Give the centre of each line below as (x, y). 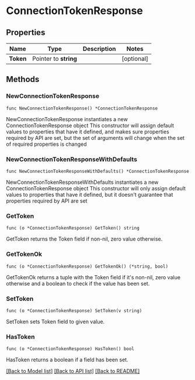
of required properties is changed (46, 144)
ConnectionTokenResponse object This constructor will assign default (90, 125)
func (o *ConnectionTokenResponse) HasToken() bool (70, 349)
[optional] (135, 59)
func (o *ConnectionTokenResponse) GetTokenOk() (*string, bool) (87, 266)
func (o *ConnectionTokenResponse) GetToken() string (73, 228)
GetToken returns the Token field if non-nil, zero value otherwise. (84, 239)
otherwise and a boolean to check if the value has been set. (78, 283)
